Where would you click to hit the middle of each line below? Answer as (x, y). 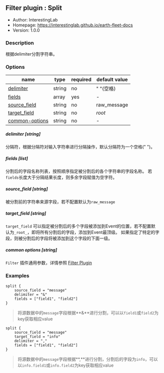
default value (112, 80)
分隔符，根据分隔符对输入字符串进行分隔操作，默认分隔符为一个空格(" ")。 (80, 147)
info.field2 (62, 366)
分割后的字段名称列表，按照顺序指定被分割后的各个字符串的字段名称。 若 (79, 171)
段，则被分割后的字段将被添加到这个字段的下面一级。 (59, 238)
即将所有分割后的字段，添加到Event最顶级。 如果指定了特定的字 (95, 232)
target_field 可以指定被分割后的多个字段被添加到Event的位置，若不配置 (78, 226)
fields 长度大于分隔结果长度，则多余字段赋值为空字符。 (61, 177)
